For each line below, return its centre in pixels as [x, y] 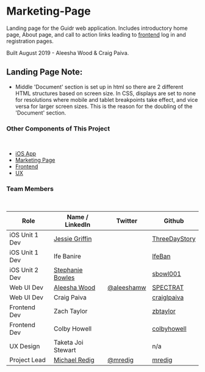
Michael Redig [74, 360]
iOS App [26, 154]
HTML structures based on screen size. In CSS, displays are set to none [106, 93]
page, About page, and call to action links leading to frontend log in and [96, 34]
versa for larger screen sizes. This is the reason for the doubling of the [104, 106]
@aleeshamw [127, 288]
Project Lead [27, 360]
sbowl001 [167, 274]
